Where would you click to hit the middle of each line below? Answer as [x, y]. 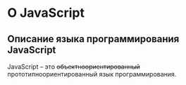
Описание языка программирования [93, 39]
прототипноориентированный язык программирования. [92, 74]
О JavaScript [46, 13]
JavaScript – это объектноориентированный [74, 67]
